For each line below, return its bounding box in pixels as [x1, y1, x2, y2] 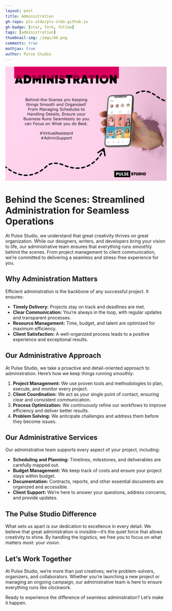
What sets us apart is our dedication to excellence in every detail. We [5, 523, 151, 529]
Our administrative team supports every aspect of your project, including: [5, 446, 160, 453]
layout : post [5, 8, 33, 13]
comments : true [5, 41, 38, 46]
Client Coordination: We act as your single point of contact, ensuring [12, 391, 159, 397]
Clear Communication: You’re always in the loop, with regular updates [12, 309, 162, 315]
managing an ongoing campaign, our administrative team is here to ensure [5, 579, 162, 585]
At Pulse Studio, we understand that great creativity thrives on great [5, 232, 149, 238]
